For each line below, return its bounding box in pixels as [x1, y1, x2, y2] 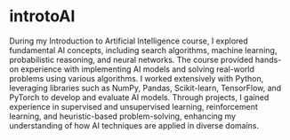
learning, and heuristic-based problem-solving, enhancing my [9, 111, 237, 121]
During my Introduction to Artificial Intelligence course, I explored [9, 35, 249, 46]
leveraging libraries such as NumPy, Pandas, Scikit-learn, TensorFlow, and [9, 82, 282, 93]
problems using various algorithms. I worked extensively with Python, [9, 73, 264, 83]
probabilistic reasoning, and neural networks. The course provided [9, 54, 254, 65]
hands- [254, 54, 282, 65]
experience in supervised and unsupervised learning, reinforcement [9, 101, 258, 112]
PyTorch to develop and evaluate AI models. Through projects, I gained [9, 91, 270, 103]
